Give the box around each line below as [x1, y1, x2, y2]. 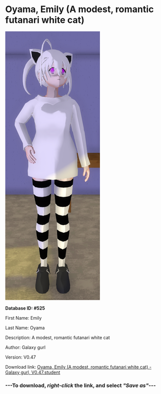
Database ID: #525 [5, 305, 45, 311]
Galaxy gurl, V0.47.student [5, 369, 61, 375]
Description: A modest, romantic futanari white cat [5, 334, 110, 340]
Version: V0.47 [5, 354, 36, 360]
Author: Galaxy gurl [5, 344, 46, 350]
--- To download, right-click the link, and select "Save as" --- [5, 382, 156, 389]
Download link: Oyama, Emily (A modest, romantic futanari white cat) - [5, 364, 152, 370]
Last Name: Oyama [5, 325, 45, 331]
